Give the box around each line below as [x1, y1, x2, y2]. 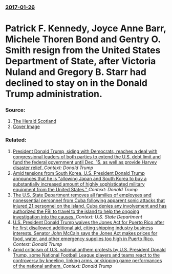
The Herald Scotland [12, 118, 56, 124]
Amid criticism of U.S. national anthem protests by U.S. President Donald [12, 246, 166, 252]
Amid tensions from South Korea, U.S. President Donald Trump [12, 170, 145, 176]
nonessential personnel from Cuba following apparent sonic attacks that [12, 197, 165, 204]
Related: [5, 136, 27, 143]
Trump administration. [5, 88, 102, 100]
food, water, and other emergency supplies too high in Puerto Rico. [12, 235, 155, 242]
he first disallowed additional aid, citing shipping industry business [12, 225, 154, 231]
